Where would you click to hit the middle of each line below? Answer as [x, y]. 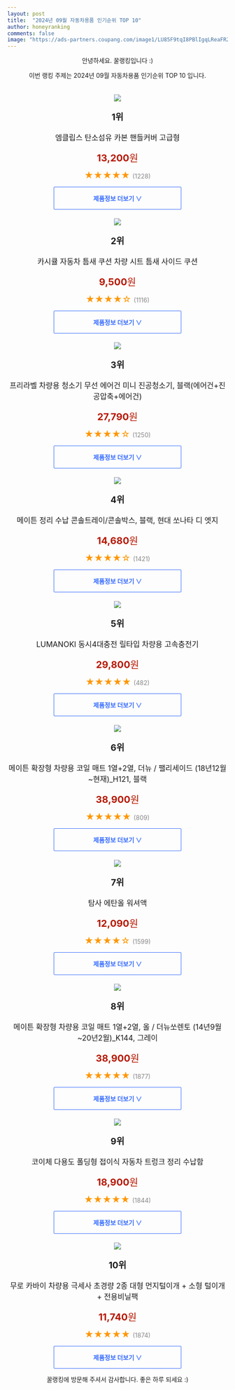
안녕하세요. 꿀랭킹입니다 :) [117, 61]
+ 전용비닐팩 [117, 1297]
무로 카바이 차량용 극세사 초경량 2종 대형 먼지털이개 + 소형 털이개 [117, 1286]
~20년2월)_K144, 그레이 [117, 1038]
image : [17, 40]
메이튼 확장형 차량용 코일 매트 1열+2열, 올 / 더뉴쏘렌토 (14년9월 [117, 1027]
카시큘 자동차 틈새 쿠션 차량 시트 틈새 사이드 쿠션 [117, 262]
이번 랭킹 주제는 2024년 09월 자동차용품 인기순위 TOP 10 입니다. [117, 76]
